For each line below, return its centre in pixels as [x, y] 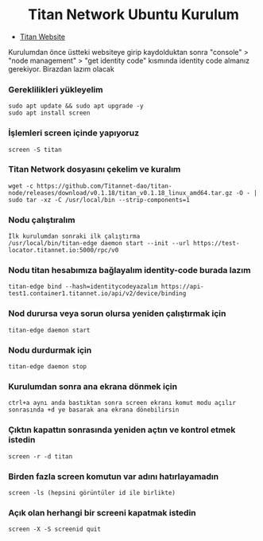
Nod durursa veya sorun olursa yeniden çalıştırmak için [117, 313]
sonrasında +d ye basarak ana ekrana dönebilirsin [94, 410]
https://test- [217, 243]
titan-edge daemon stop [48, 367]
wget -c [21, 186]
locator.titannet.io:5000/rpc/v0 [64, 251]
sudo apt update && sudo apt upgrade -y [76, 106]
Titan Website [43, 37]
